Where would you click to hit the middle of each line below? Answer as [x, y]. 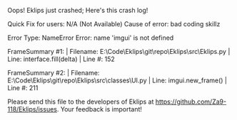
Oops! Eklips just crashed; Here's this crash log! [78, 10]
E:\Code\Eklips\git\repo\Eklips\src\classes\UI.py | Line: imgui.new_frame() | [117, 80]
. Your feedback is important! [100, 109]
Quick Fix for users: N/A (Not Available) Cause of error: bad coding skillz [114, 24]
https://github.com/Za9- [191, 102]
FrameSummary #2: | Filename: [54, 73]
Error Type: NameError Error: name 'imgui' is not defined [91, 38]
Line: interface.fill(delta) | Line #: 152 [61, 59]
